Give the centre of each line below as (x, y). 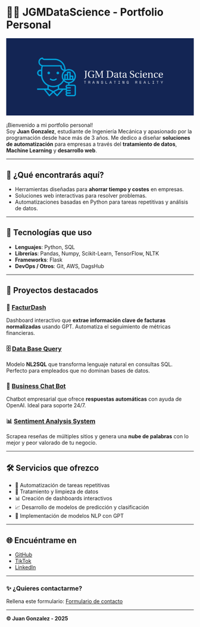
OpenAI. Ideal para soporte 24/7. (46, 405)
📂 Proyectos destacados (52, 291)
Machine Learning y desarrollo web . (51, 150)
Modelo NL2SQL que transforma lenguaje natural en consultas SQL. (90, 364)
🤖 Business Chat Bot (36, 386)
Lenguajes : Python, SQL (45, 247)
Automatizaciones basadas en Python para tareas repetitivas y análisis (101, 202)
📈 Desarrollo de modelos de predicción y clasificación (82, 508)
